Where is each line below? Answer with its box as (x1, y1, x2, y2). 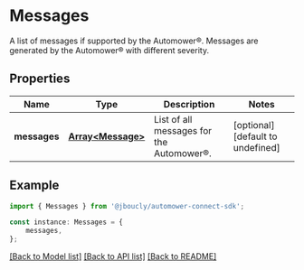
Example (9, 178, 60, 193)
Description (163, 98, 215, 110)
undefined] (233, 141, 280, 154)
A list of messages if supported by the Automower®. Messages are (9, 35, 260, 46)
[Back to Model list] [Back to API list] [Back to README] (9, 251, 217, 262)
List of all (153, 113, 193, 126)
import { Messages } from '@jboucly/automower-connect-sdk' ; (9, 201, 245, 210)
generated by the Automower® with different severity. (9, 44, 210, 55)
